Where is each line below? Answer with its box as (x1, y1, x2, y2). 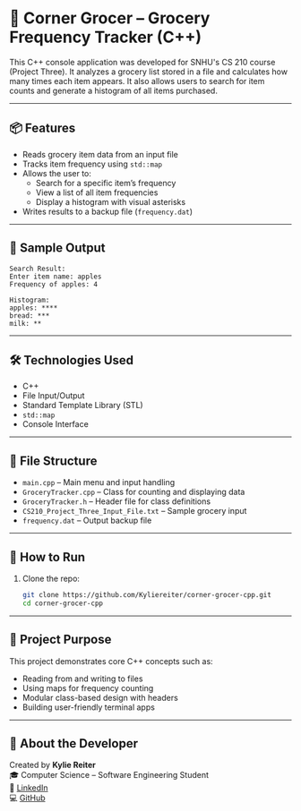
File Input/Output (21, 390, 85, 401)
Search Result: (9, 264, 66, 273)
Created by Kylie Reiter (9, 760, 97, 771)
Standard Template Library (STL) (21, 400, 143, 411)
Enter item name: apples (9, 272, 102, 281)
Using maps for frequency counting (21, 682, 154, 693)
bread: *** (9, 311, 50, 320)
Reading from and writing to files (21, 673, 143, 684)
